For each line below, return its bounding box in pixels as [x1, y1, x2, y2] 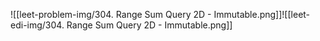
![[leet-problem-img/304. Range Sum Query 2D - [10, 9, 212, 20]
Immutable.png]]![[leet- [213, 9, 311, 20]
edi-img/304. [10, 19, 65, 31]
